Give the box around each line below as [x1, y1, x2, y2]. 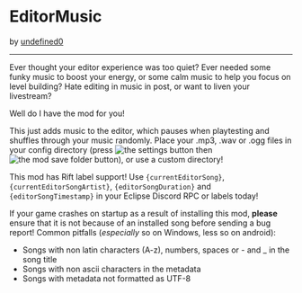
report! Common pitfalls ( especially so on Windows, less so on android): [9, 226, 277, 237]
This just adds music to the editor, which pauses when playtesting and [9, 125, 270, 136]
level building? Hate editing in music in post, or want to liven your [9, 81, 250, 92]
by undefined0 [9, 36, 64, 47]
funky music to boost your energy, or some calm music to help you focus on [9, 71, 291, 82]
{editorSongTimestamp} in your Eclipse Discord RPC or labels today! [9, 191, 259, 201]
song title [22, 253, 58, 264]
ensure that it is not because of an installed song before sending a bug [9, 218, 271, 228]
